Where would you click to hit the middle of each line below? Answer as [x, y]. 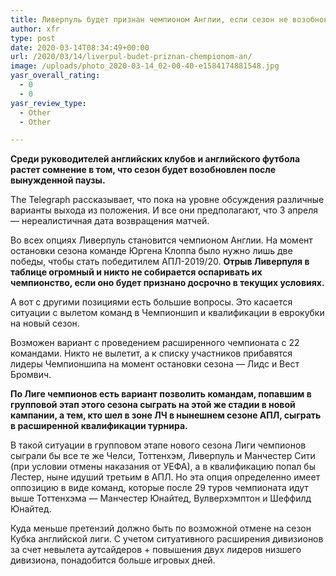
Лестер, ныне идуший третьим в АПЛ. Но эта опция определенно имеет [165, 477]
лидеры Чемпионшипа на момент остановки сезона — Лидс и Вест [155, 364]
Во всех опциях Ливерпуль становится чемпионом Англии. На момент [161, 240]
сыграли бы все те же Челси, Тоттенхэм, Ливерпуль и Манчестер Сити [163, 456]
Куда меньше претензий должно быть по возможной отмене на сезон [161, 528]
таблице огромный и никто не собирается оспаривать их [136, 272]
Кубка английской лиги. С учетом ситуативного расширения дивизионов [167, 539]
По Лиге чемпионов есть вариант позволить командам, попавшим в [161, 394]
